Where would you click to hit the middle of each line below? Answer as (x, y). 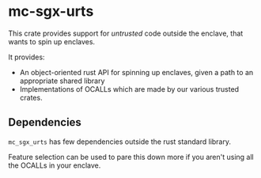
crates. (31, 97)
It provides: (26, 57)
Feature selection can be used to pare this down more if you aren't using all (131, 157)
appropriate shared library (62, 81)
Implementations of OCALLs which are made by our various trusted (129, 89)
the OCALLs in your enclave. (55, 165)
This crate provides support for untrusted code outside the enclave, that (126, 33)
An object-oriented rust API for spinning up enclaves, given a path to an (136, 72)
